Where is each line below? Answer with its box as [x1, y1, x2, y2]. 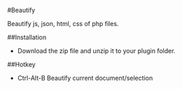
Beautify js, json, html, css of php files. [7, 20, 119, 27]
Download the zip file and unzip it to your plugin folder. [17, 47, 176, 55]
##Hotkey [7, 60, 36, 69]
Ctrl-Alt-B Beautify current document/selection [17, 74, 153, 82]
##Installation [7, 33, 47, 41]
